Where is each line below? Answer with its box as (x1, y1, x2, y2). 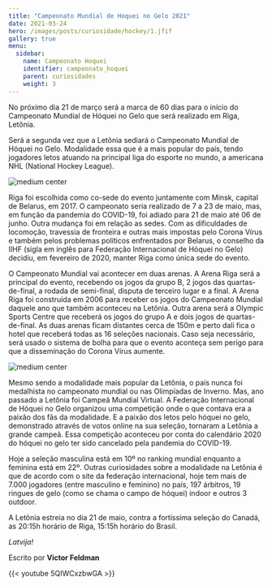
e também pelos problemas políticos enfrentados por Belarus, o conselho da (8, 235, 265, 245)
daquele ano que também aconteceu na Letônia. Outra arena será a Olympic (8, 303, 264, 312)
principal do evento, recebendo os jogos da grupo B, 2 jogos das (8, 277, 226, 287)
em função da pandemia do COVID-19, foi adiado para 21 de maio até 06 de (8, 209, 261, 219)
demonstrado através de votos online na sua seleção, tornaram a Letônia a (8, 420, 258, 430)
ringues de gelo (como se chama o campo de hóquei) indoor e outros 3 (8, 488, 248, 498)
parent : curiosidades (23, 72, 96, 80)
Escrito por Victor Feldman (8, 553, 100, 562)
